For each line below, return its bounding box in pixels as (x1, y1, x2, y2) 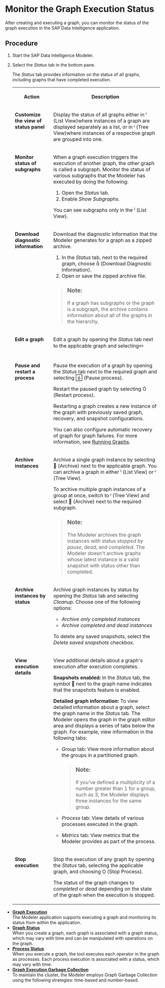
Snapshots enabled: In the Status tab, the (53, 674, 150, 681)
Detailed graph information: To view (53, 697, 138, 704)
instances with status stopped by (67, 537, 143, 544)
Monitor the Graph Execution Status (5, 3, 155, 15)
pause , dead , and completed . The (67, 543, 145, 550)
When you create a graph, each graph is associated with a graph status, (12, 930, 158, 936)
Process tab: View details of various (61, 814, 144, 821)
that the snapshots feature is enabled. (53, 686, 141, 693)
